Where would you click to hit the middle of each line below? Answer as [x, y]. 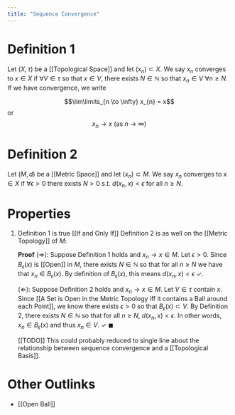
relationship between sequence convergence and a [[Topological [113, 348]
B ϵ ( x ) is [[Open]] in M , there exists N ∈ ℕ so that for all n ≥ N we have [120, 266]
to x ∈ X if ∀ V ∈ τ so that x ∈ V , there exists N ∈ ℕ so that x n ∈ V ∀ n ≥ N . [118, 79]
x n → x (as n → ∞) [119, 125]
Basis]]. [29, 356]
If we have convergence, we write [57, 88]
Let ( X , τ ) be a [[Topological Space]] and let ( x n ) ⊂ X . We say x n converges [117, 70]
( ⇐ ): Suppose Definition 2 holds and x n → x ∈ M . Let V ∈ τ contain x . [120, 290]
